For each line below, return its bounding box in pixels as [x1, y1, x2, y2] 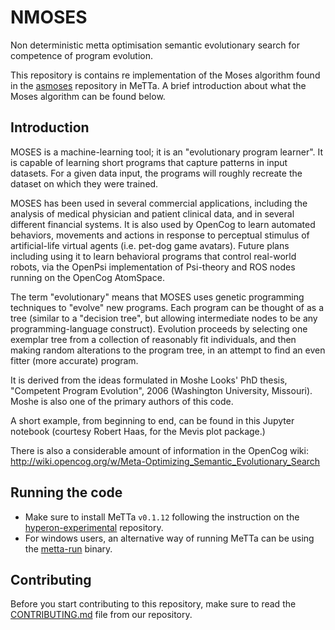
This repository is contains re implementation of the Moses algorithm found [10, 69, 321, 81]
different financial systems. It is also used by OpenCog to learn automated [10, 218, 316, 230]
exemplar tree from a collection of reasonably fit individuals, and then [10, 333, 297, 345]
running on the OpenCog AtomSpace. [10, 271, 165, 283]
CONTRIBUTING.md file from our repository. [10, 609, 193, 621]
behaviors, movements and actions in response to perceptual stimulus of [10, 229, 310, 241]
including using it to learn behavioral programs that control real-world [10, 250, 297, 262]
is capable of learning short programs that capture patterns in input [10, 156, 288, 168]
